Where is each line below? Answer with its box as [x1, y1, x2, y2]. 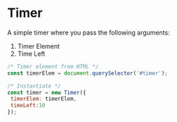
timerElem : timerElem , [10, 95, 77, 103]
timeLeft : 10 [10, 102, 46, 109]
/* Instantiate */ [7, 83, 61, 90]
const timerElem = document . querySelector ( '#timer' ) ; [7, 69, 169, 77]
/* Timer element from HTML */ [7, 63, 99, 70]
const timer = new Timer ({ [7, 89, 86, 96]
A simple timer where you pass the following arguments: [7, 28, 170, 37]
